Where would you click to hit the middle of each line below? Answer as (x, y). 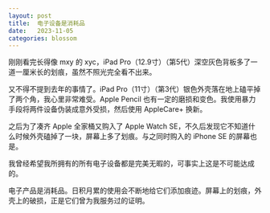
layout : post (30, 16)
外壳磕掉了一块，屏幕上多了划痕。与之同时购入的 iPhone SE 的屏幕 (140, 137)
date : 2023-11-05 (41, 31)
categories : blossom (43, 38)
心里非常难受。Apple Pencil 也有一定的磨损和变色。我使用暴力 (153, 99)
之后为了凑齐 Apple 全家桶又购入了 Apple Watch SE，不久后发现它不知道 (129, 126)
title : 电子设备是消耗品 (47, 23)
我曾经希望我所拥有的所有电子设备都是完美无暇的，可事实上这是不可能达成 (131, 164)
